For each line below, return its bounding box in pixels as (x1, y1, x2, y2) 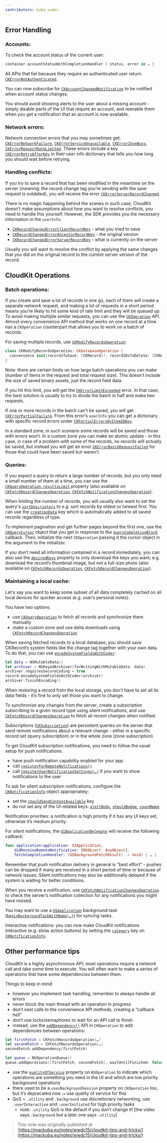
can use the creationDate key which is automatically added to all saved (5, 509, 151, 515)
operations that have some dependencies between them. (5, 971, 122, 977)
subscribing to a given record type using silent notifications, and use (5, 707, 146, 713)
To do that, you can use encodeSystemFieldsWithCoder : (5, 650, 116, 656)
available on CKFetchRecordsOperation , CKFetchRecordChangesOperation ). (5, 565, 153, 571)
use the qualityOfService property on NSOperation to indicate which (12, 1069, 152, 1075)
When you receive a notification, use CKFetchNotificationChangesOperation (5, 887, 160, 893)
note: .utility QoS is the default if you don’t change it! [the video (19, 1106, 155, 1113)
